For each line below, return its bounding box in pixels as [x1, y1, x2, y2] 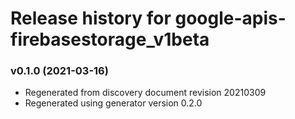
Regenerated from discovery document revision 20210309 [24, 87, 267, 99]
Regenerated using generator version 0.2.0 [24, 97, 203, 109]
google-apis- [174, 7, 287, 30]
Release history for [10, 7, 172, 30]
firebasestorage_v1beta [10, 28, 210, 51]
